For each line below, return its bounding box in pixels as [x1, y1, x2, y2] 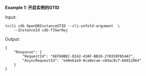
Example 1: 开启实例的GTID [5, 5, 59, 10]
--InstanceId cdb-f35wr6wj [14, 28, 68, 33]
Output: [5, 36, 20, 42]
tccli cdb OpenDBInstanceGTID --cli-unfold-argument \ [5, 24, 120, 28]
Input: [5, 14, 17, 20]
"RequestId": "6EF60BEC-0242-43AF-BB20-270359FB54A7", [22, 54, 135, 59]
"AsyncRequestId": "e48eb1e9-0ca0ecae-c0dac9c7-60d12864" [22, 58, 142, 63]
